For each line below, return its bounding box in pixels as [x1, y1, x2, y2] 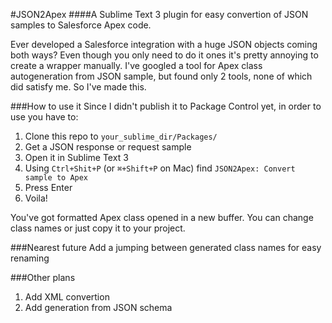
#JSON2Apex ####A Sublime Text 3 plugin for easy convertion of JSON [10, 9, 309, 20]
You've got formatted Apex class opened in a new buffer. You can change [10, 212, 314, 223]
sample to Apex [24, 173, 89, 183]
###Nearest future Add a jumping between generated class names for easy [10, 242, 322, 253]
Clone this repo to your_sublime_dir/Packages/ [24, 130, 218, 142]
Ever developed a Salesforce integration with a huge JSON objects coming [10, 39, 318, 50]
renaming [10, 252, 50, 264]
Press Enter [24, 182, 73, 193]
